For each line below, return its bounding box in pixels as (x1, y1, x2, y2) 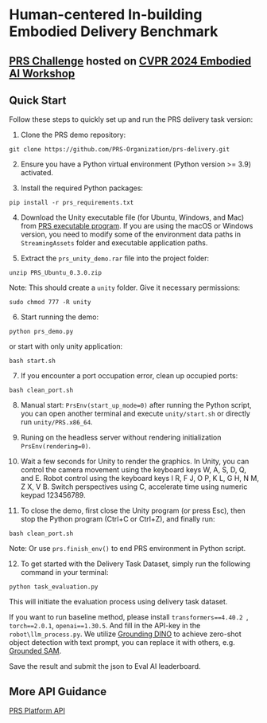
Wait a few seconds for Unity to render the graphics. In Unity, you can (20, 456, 250, 467)
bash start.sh (9, 357, 56, 365)
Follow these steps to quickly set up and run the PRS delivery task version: (9, 115, 253, 124)
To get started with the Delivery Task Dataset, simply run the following (20, 559, 251, 569)
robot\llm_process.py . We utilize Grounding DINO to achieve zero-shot (9, 629, 242, 639)
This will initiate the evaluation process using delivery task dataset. (9, 597, 228, 607)
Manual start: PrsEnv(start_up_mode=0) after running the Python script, (20, 401, 253, 410)
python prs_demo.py (9, 328, 74, 336)
